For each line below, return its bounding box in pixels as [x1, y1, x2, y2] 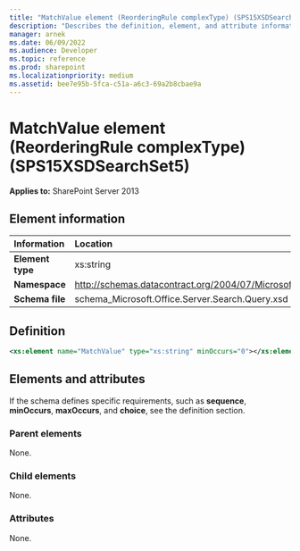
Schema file [13, 293, 66, 305]
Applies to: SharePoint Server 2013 [9, 185, 140, 196]
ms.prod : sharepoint [9, 63, 87, 72]
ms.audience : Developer [9, 46, 98, 55]
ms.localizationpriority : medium [9, 71, 134, 80]
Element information [9, 211, 126, 226]
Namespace [13, 279, 67, 291]
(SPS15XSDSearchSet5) [9, 155, 190, 176]
